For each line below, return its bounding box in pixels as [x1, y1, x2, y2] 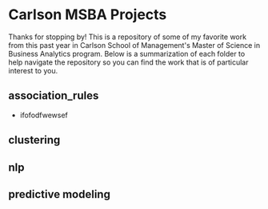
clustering [8, 133, 61, 147]
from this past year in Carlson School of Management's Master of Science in [8, 40, 261, 49]
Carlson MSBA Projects [8, 6, 167, 24]
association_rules [8, 89, 99, 103]
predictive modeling [8, 187, 110, 201]
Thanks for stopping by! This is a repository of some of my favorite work [8, 32, 246, 41]
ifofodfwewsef [19, 110, 68, 120]
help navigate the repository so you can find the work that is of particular [8, 57, 250, 67]
